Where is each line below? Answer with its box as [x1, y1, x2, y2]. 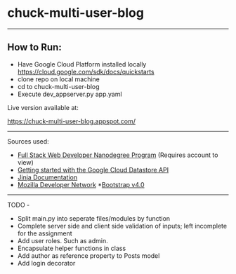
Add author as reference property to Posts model [17, 251, 160, 260]
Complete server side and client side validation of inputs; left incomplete [17, 221, 227, 230]
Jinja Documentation [17, 173, 78, 181]
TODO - [7, 200, 30, 209]
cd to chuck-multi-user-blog [17, 82, 100, 90]
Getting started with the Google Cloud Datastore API [17, 165, 169, 174]
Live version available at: [7, 103, 79, 111]
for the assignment [17, 229, 72, 238]
